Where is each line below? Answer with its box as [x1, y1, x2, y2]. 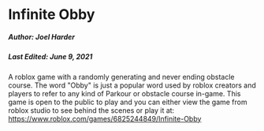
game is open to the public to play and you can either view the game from [8, 97, 247, 107]
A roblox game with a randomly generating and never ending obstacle [8, 72, 235, 81]
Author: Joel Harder [8, 32, 75, 41]
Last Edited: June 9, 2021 [8, 52, 93, 62]
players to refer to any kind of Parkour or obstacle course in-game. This [8, 88, 241, 98]
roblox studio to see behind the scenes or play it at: [8, 105, 175, 115]
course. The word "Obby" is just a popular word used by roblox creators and [8, 80, 256, 90]
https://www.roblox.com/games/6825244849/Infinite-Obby [8, 114, 202, 123]
